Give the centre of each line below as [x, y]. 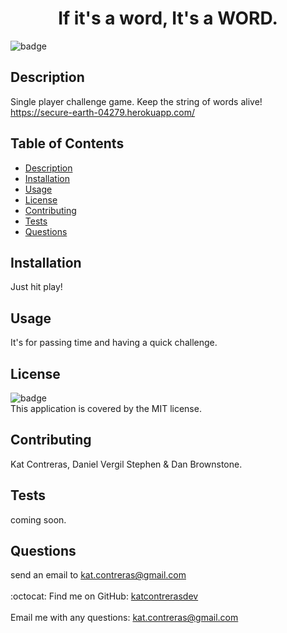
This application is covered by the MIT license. [106, 408]
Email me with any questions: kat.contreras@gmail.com [124, 618]
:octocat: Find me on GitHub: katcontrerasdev [104, 596]
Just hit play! [36, 287]
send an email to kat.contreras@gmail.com [98, 575]
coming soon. [38, 519]
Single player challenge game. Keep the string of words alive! [136, 101]
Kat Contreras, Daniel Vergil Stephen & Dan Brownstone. [126, 464]
